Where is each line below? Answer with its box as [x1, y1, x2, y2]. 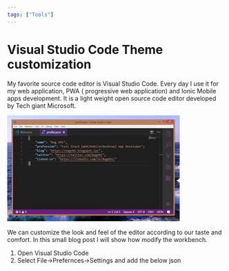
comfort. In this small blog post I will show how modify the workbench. [7, 235, 208, 243]
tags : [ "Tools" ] [7, 11, 54, 18]
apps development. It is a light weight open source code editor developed [7, 94, 217, 102]
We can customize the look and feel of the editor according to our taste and [7, 228, 222, 236]
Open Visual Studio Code [17, 249, 89, 257]
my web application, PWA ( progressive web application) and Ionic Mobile [7, 86, 217, 95]
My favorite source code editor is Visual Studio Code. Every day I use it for [7, 80, 219, 88]
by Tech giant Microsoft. [7, 101, 77, 110]
